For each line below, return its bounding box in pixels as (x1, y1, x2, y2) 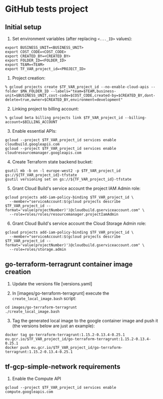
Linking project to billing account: (12, 106, 79, 112)
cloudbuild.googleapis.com (5, 142, 60, 147)
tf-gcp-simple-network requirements (5, 362, 121, 371)
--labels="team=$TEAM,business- (51, 89, 117, 94)
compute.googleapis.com (5, 389, 54, 394)
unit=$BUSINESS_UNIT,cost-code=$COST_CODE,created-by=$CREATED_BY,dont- (5, 93, 156, 98)
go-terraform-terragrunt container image (5, 260, 133, 269)
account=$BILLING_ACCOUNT (5, 120, 57, 124)
